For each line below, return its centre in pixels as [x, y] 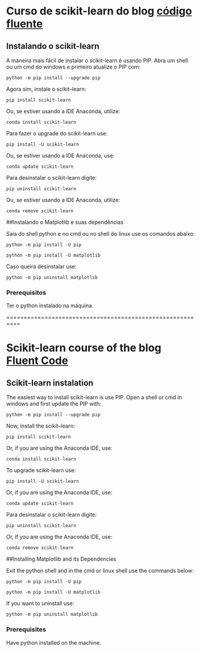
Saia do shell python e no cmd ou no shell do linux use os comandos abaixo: [100, 234]
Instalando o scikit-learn [53, 46]
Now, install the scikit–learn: [41, 426]
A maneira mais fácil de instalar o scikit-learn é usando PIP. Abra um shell [97, 60]
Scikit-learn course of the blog [84, 348]
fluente [25, 24]
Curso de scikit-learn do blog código [99, 11]
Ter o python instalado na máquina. [50, 306]
